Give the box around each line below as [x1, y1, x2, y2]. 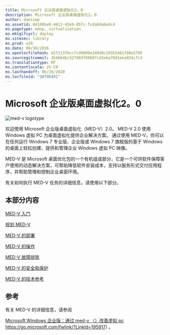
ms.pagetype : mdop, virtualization [5, 27, 81, 32]
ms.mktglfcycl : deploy [5, 31, 54, 36]
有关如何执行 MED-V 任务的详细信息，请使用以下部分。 [5, 179, 122, 185]
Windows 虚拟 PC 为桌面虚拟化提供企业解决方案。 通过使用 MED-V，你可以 [5, 132, 164, 138]
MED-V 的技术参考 [5, 276, 44, 282]
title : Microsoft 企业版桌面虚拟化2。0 [5, 7, 83, 13]
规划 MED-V [5, 221, 31, 227]
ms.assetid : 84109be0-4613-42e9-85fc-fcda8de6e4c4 [5, 22, 115, 27]
